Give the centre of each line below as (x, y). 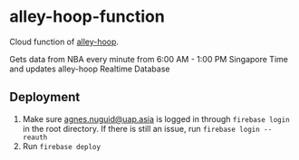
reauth (35, 137)
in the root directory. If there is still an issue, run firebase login (141, 128)
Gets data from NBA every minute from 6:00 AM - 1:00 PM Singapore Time (149, 59)
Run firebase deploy (62, 146)
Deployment (45, 97)
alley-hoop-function (87, 17)
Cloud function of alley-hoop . (64, 42)
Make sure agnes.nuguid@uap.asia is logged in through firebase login (156, 118)
